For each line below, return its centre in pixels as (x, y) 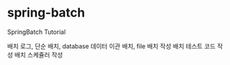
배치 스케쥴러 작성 (39, 55)
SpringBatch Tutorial (36, 32)
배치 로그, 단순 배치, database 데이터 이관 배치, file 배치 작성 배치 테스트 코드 (112, 46)
